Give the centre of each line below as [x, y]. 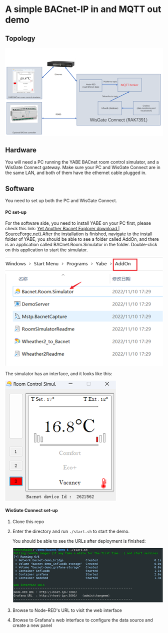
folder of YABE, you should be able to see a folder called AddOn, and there [82, 239]
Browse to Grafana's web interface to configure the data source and [83, 620]
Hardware [21, 150]
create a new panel [32, 625]
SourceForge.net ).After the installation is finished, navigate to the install [79, 234]
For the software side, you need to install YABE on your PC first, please [78, 223]
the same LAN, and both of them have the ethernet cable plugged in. [76, 173]
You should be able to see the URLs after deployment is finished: [79, 541]
